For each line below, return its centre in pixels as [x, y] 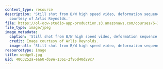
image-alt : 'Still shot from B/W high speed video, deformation [76, 46]
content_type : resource [29, 9]
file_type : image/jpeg [28, 28]
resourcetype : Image [26, 50]
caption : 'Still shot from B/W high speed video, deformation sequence [83, 37]
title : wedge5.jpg [24, 55]
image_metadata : [21, 32]
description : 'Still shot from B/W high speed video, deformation [73, 14]
